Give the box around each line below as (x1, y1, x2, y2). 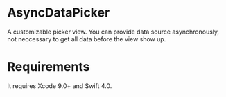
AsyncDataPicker (7, 5, 110, 21)
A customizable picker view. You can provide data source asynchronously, (7, 28, 220, 36)
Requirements (7, 59, 90, 75)
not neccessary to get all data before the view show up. (7, 34, 166, 43)
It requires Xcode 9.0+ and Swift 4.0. (7, 81, 112, 90)
